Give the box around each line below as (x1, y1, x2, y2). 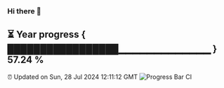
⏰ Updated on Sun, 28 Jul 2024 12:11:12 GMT (7, 73, 138, 81)
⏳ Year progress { (7, 29, 86, 41)
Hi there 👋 (7, 6, 42, 16)
